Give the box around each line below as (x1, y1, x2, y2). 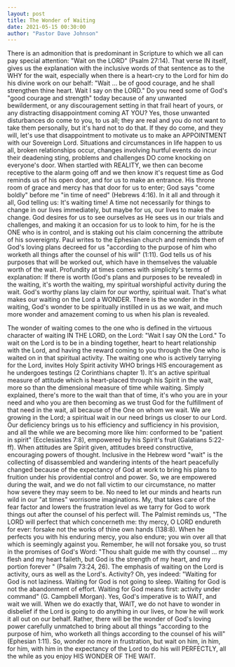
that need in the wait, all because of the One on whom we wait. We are (7, 406, 212, 414)
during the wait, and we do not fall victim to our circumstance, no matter (7, 480, 216, 489)
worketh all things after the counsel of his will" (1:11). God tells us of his (7, 251, 212, 259)
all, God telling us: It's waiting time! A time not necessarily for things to (7, 198, 211, 207)
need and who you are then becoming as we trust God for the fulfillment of (7, 398, 224, 407)
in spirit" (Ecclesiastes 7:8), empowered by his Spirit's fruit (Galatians (7, 436, 208, 444)
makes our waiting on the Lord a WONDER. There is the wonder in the (7, 296, 209, 304)
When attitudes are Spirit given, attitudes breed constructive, (17, 443, 194, 451)
